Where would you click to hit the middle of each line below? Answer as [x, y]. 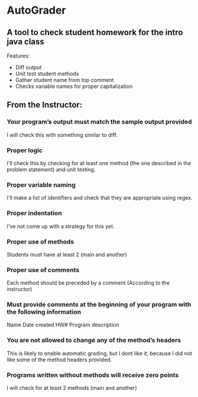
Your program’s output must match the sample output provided [99, 122]
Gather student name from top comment [65, 80]
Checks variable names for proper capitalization [74, 86]
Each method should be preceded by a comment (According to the [88, 283]
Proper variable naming [41, 185]
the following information [44, 312]
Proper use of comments [43, 270]
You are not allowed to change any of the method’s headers [94, 341]
